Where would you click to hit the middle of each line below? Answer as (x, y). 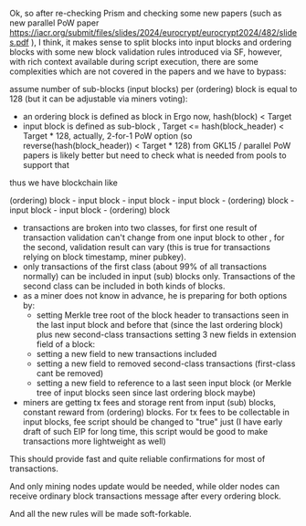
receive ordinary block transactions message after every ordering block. (145, 496)
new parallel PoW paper (54, 23)
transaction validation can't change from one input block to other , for (153, 237)
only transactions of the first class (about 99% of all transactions (145, 267)
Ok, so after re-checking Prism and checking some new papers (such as (146, 13)
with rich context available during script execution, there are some (134, 62)
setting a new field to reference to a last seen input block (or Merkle (164, 383)
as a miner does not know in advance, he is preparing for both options (155, 295)
